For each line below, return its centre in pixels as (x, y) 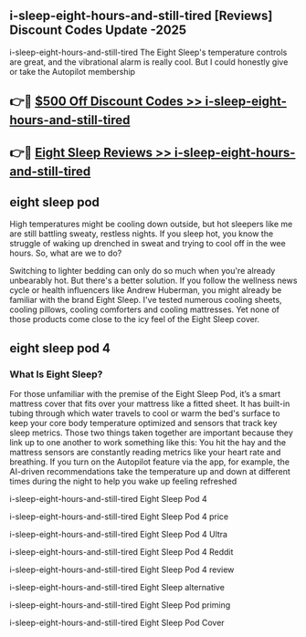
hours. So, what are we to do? (66, 253)
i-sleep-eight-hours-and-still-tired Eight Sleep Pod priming (120, 605)
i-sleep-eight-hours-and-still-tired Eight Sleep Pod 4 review (122, 569)
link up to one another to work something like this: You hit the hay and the (148, 443)
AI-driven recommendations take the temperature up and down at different (150, 472)
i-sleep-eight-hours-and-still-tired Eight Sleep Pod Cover (117, 623)
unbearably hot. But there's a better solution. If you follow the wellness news (153, 281)
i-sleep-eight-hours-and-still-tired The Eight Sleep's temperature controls (148, 52)
